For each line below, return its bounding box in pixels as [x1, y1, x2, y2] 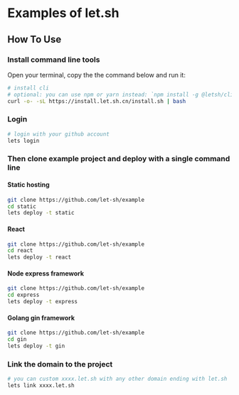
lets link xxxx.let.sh [7, 382, 75, 389]
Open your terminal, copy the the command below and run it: [7, 70, 186, 79]
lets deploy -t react [7, 254, 72, 261]
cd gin [7, 336, 27, 343]
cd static [7, 202, 37, 210]
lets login [7, 137, 40, 144]
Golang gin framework [7, 313, 75, 322]
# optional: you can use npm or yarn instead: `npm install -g [7, 91, 199, 98]
